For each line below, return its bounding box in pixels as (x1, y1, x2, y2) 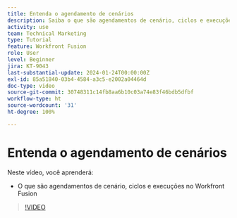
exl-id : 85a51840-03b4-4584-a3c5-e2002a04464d (7, 75, 147, 83)
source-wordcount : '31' (7, 102, 78, 109)
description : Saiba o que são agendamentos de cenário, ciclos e (7, 17, 203, 24)
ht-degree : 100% (7, 108, 55, 115)
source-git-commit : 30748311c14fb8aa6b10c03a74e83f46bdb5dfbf (7, 89, 194, 96)
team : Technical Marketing (7, 30, 87, 37)
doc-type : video (7, 82, 55, 89)
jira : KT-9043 (7, 63, 49, 70)
